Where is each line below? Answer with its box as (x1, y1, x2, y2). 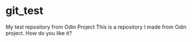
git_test (5, 4, 44, 17)
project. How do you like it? (5, 29, 72, 36)
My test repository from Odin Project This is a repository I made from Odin (5, 23, 187, 30)
